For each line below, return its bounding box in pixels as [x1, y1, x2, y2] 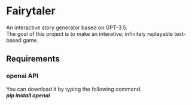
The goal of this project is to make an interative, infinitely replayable [6, 30, 173, 37]
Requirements [6, 54, 60, 64]
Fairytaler [6, 4, 56, 18]
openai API [6, 72, 39, 80]
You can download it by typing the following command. [6, 85, 142, 92]
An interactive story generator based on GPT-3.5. [6, 24, 127, 31]
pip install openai [6, 91, 50, 99]
